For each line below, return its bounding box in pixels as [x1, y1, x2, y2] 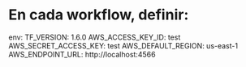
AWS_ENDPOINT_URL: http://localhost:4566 [8, 49, 156, 59]
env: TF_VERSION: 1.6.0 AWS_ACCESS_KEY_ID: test [8, 32, 181, 42]
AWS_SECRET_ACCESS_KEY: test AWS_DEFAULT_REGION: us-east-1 [8, 40, 238, 50]
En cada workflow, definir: [8, 6, 189, 24]
